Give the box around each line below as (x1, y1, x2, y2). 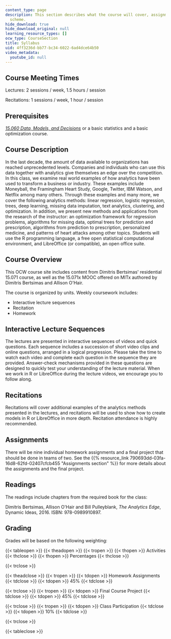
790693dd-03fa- (129, 455, 166, 461)
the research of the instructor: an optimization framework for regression (5, 213, 156, 219)
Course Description (5, 146, 69, 154)
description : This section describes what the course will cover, (5, 12, 149, 17)
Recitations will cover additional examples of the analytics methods (5, 404, 146, 411)
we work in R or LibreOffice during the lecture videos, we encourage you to (5, 371, 163, 377)
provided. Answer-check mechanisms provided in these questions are (5, 360, 153, 366)
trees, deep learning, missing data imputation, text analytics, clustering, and (5, 202, 164, 209)
